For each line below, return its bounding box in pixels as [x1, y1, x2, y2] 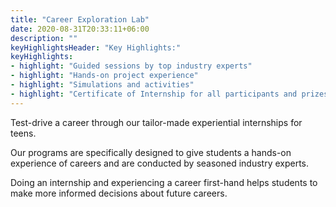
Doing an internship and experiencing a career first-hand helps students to [10, 176, 318, 188]
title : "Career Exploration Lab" [10, 14, 150, 25]
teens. [10, 127, 37, 139]
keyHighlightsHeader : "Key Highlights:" [10, 42, 182, 53]
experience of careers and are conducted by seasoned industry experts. [10, 157, 310, 169]
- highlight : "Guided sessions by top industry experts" [10, 61, 253, 71]
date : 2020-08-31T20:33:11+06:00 [10, 24, 150, 34]
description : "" [10, 33, 78, 43]
